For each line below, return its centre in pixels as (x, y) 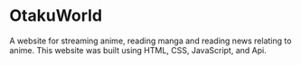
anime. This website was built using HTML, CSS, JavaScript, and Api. (138, 50)
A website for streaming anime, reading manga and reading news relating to (150, 41)
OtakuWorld (56, 16)
